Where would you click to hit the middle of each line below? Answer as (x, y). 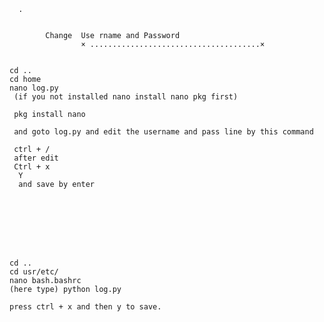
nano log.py (34, 88)
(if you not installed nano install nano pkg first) (126, 97)
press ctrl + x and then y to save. (85, 307)
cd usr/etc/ (34, 272)
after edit (36, 158)
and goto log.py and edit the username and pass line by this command (163, 132)
